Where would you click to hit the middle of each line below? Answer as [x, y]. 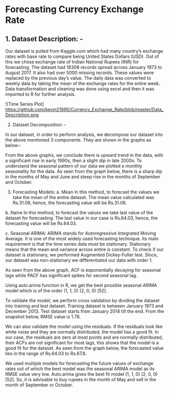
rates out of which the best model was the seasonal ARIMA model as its [80, 369]
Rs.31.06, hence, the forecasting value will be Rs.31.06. [70, 203]
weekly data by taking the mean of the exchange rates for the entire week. [83, 83]
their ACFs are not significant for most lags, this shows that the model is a [82, 343]
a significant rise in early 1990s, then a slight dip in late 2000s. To [74, 160]
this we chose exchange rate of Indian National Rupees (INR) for [72, 62]
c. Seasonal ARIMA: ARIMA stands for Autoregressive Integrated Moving [81, 233]
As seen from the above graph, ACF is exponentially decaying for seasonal [83, 270]
